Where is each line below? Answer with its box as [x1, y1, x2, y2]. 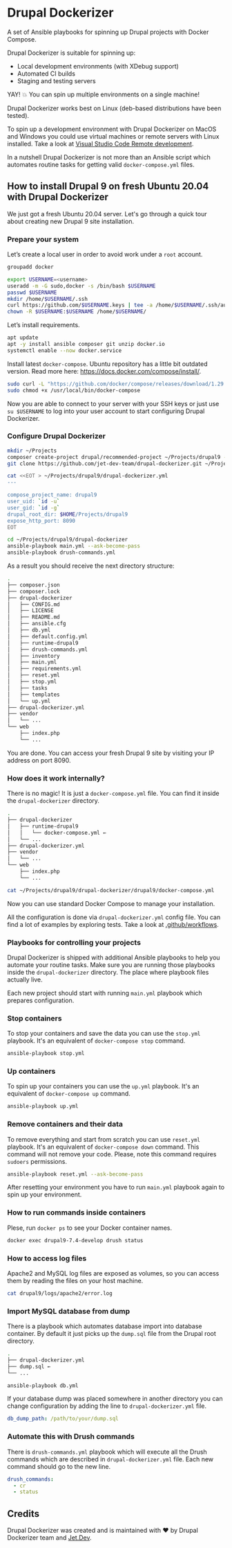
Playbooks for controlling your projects [7, 937, 142, 947]
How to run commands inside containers [7, 1208, 146, 1217]
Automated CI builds [17, 69, 76, 78]
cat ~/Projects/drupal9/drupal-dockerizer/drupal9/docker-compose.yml [7, 887, 215, 894]
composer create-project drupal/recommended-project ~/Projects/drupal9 [7, 453, 221, 460]
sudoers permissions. [7, 1157, 68, 1165]
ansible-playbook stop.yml [7, 1050, 85, 1057]
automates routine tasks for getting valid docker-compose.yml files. [7, 160, 195, 168]
